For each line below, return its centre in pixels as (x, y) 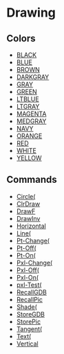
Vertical (27, 344)
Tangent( (29, 329)
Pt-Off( (26, 248)
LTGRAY (28, 106)
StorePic (29, 321)
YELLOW (29, 158)
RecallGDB (32, 292)
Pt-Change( (33, 240)
